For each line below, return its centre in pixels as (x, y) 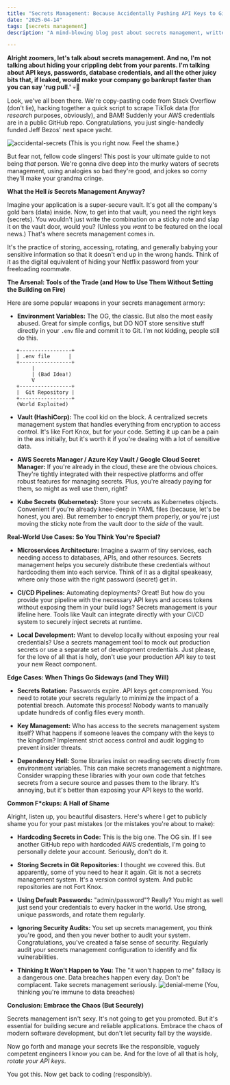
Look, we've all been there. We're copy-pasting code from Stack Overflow (112, 101)
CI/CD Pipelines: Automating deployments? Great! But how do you (111, 593)
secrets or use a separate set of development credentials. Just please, (116, 650)
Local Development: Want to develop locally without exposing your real (118, 635)
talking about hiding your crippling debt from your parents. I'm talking (108, 65)
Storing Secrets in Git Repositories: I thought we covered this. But (111, 865)
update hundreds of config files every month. (81, 712)
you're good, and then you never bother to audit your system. (104, 935)
